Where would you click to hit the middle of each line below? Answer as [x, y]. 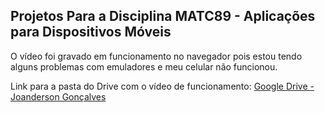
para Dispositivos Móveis [91, 32]
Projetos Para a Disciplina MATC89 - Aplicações [163, 16]
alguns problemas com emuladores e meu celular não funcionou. [144, 66]
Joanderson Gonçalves [58, 96]
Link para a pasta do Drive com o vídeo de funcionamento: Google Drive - [162, 86]
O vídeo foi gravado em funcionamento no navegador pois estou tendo [156, 56]
